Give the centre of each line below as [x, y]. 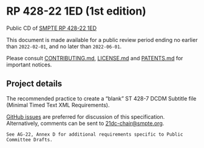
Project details [34, 84]
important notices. [29, 65]
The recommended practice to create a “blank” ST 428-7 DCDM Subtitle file [101, 98]
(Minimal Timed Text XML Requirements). [58, 105]
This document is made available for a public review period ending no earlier [102, 40]
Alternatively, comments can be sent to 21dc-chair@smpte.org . [85, 123]
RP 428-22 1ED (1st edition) [76, 11]
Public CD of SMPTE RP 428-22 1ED [52, 28]
